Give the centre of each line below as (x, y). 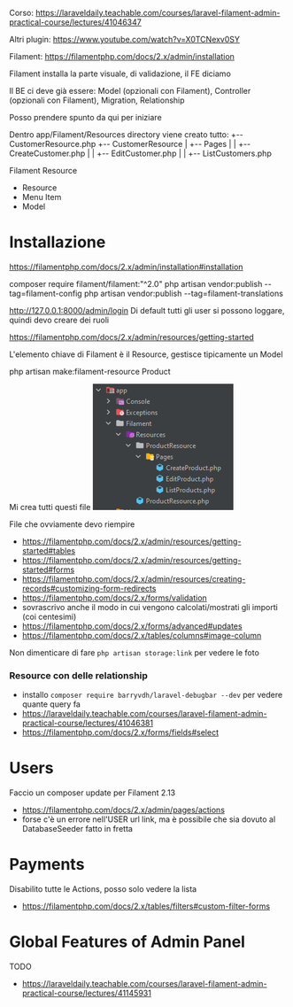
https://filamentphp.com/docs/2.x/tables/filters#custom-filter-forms (146, 906)
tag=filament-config (46, 293)
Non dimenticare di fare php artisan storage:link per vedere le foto (134, 652)
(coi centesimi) (49, 616)
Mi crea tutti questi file (50, 507)
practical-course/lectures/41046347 (75, 22)
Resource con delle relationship (79, 675)
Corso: (21, 13)
